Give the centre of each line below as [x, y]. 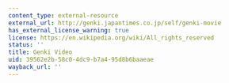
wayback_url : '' [35, 67]
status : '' [26, 45]
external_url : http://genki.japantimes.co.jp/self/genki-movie [115, 23]
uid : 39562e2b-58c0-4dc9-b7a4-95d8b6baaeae [81, 60]
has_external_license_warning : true [69, 30]
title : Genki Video [40, 52]
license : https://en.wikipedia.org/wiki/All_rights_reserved [111, 38]
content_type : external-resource [63, 15]
